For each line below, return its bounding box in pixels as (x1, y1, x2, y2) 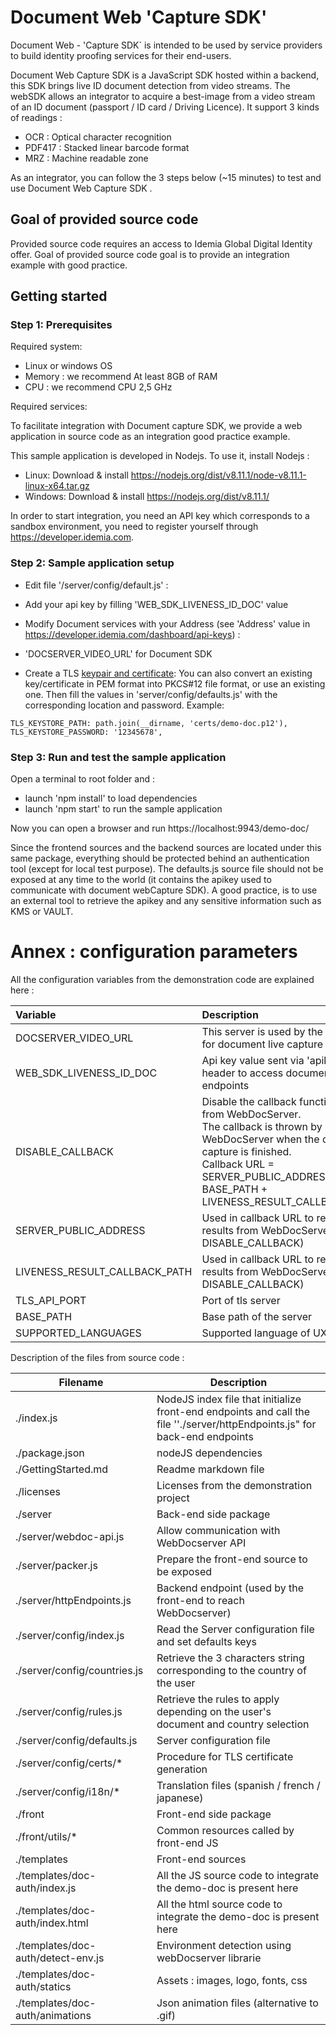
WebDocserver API (156, 1536, 247, 1550)
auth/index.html (15, 1916, 89, 1930)
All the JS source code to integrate (156, 1868, 320, 1882)
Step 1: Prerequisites (10, 318, 113, 332)
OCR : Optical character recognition (24, 131, 172, 143)
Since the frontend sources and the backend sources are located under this (10, 842, 322, 854)
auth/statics (15, 1979, 72, 1993)
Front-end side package (156, 1807, 272, 1821)
